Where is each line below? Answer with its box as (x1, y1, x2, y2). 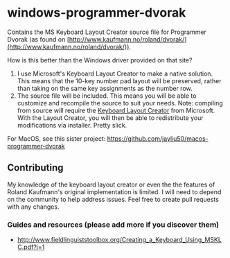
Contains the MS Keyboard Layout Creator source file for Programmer (7, 28, 206, 36)
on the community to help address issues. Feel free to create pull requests (7, 195, 220, 203)
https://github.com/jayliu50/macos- (107, 134, 209, 143)
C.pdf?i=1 (17, 243, 45, 251)
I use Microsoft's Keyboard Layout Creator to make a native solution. (17, 69, 213, 78)
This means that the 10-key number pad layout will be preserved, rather (17, 76, 222, 85)
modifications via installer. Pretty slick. (17, 121, 127, 129)
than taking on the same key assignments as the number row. (17, 84, 193, 92)
